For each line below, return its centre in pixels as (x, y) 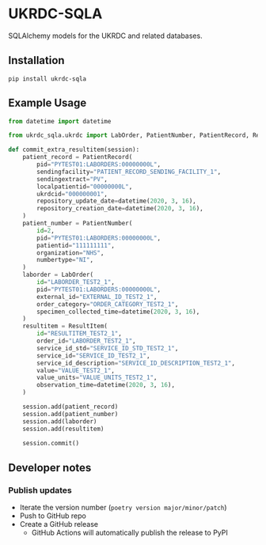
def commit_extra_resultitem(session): (74, 150)
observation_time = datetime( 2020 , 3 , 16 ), (106, 385)
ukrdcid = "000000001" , (72, 194)
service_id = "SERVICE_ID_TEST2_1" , (93, 356)
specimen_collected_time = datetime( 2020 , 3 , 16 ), (118, 312)
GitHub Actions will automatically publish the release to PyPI (129, 533)
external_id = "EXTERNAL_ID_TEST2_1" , (97, 297)
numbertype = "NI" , (65, 260)
